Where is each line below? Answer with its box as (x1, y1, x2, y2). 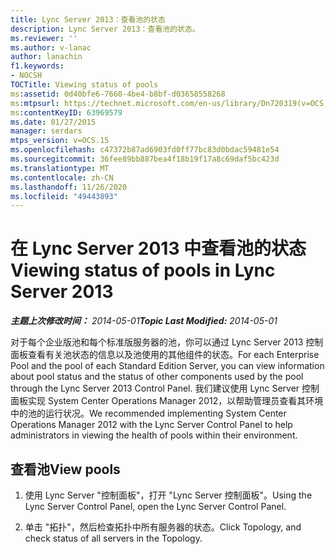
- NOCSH (10, 71, 43, 81)
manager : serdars (10, 126, 83, 136)
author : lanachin (10, 52, 83, 62)
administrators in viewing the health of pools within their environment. (10, 429, 298, 441)
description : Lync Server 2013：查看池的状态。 (10, 24, 200, 34)
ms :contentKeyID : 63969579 (10, 107, 123, 118)
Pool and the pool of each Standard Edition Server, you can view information (10, 360, 325, 372)
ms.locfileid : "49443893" (10, 191, 118, 201)
